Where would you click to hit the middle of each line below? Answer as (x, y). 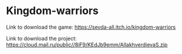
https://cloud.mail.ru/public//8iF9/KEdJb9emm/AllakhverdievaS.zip (87, 45)
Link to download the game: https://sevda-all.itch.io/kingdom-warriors (91, 27)
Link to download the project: (41, 38)
